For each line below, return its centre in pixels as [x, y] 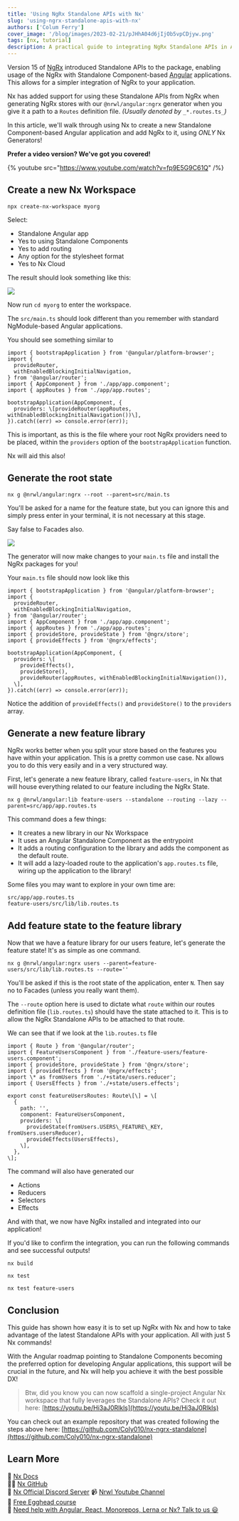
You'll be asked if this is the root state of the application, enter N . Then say [116, 983]
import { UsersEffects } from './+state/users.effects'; [94, 1083]
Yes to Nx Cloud [41, 263]
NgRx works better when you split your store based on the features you [112, 751]
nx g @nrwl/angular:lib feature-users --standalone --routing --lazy [113, 800]
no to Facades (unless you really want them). [73, 990]
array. [16, 711]
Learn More [33, 1459]
